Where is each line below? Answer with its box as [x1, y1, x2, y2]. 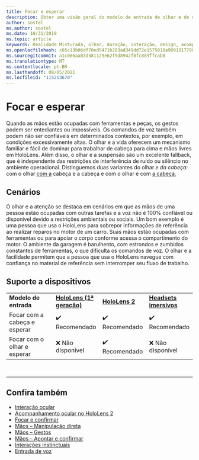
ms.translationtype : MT [6, 58, 65, 64]
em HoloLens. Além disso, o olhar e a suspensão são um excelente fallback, [6, 152, 191, 159]
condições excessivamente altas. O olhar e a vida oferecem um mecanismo [6, 139, 191, 146]
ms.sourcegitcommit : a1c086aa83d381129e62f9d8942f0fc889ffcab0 [6, 53, 166, 59]
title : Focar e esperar [6, 8, 65, 15]
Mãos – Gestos [14, 429, 52, 436]
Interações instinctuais [14, 441, 70, 448]
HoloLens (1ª [56, 294, 94, 302]
